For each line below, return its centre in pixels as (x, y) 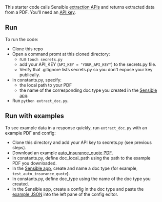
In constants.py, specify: (37, 80)
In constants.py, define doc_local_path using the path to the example (81, 158)
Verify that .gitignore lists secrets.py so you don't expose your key (86, 69)
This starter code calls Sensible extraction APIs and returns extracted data (80, 7)
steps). (19, 147)
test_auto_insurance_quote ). (41, 173)
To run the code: (22, 39)
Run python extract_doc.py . (40, 101)
